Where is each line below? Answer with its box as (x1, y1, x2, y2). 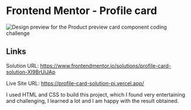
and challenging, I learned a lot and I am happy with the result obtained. (6, 97, 179, 104)
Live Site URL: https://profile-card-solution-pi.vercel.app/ (6, 80, 145, 87)
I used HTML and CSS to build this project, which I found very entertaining (6, 91, 186, 98)
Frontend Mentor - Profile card (6, 4, 157, 18)
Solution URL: (6, 62, 39, 69)
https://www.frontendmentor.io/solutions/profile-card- (40, 62, 172, 69)
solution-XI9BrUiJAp (6, 68, 56, 75)
